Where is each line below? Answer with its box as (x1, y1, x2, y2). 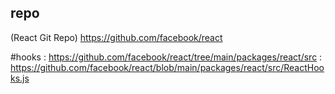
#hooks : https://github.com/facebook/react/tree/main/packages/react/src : (10, 51, 323, 63)
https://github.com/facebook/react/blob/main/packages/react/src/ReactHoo (10, 61, 325, 73)
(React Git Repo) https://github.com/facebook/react (10, 31, 223, 43)
